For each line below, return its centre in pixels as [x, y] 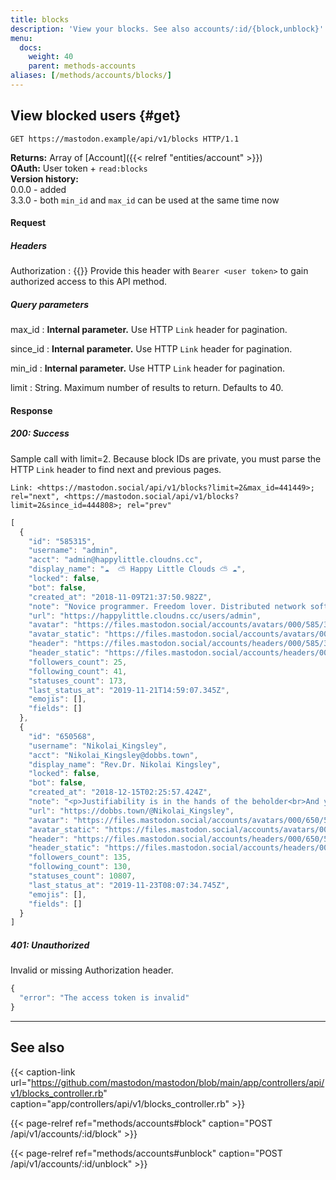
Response [31, 410]
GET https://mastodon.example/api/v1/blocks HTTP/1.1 [125, 139]
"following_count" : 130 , [80, 867]
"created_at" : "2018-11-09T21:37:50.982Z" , [120, 597]
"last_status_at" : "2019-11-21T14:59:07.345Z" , [129, 690]
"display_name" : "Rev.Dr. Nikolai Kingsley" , [125, 764]
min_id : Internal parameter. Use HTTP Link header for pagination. [147, 368]
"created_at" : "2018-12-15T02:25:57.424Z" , [120, 792]
